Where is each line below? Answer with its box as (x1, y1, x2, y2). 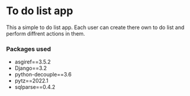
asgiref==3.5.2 (14, 58, 51, 66)
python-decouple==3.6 (14, 71, 72, 78)
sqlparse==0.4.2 (14, 84, 55, 91)
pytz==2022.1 (14, 77, 48, 84)
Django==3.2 (14, 65, 47, 72)
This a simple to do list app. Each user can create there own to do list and (6, 24, 185, 31)
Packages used (6, 44, 51, 53)
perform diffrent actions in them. (6, 30, 86, 37)
